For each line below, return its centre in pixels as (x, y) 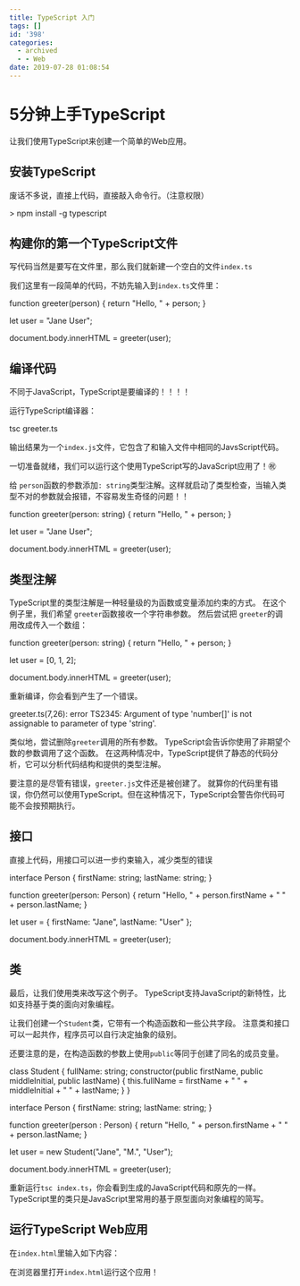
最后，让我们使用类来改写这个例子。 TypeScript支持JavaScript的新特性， (144, 992)
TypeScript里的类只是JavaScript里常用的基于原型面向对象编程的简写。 (139, 1198)
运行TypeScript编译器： (53, 411)
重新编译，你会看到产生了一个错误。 (76, 696)
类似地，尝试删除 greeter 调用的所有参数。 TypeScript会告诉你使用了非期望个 (150, 742)
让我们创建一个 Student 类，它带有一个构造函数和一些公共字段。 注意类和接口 (150, 1023)
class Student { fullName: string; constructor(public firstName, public (136, 1071)
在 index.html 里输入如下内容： (65, 1253)
